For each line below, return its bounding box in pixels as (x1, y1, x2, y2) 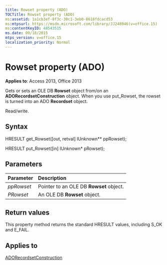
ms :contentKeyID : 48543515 (5, 26, 61, 31)
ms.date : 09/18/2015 (5, 30, 48, 35)
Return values (5, 208, 50, 216)
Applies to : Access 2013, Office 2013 (5, 78, 82, 84)
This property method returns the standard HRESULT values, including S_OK (5, 221, 162, 227)
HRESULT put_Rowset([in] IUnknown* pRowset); (5, 145, 105, 151)
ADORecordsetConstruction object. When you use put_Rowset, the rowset (5, 93, 161, 99)
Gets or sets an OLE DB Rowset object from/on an (5, 87, 108, 93)
